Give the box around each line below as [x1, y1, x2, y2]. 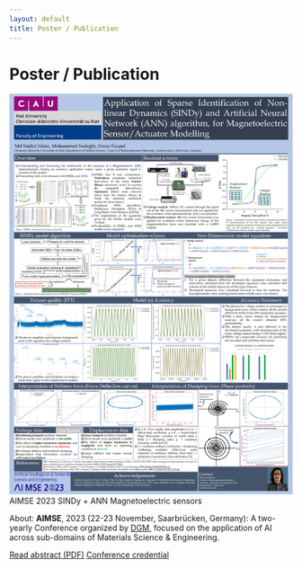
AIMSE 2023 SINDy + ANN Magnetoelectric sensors [9, 495, 202, 507]
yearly [9, 522, 33, 534]
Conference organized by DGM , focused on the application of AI [34, 522, 272, 534]
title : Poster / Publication [9, 23, 119, 33]
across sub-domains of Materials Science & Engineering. [9, 532, 220, 543]
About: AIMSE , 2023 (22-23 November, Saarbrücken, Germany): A [9, 513, 257, 524]
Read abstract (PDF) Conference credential [9, 549, 169, 561]
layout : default [9, 14, 70, 23]
